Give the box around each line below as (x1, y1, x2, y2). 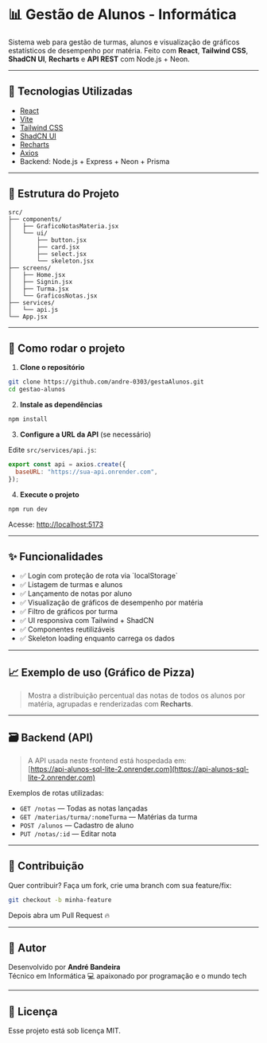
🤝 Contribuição (8, 859, 84, 873)
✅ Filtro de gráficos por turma (19, 607, 118, 617)
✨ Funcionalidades (8, 550, 103, 563)
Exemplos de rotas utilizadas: (8, 788, 105, 797)
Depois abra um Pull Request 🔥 (8, 910, 110, 920)
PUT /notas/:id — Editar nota (19, 828, 117, 839)
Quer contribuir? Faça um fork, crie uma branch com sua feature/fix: (8, 880, 232, 890)
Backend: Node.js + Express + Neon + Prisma (19, 156, 170, 166)
